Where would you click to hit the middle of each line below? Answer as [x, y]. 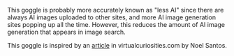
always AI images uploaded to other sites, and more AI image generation [112, 17]
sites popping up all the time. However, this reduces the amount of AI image [116, 25]
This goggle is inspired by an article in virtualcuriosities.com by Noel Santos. [117, 45]
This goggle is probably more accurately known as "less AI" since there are [116, 10]
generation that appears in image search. [66, 32]
